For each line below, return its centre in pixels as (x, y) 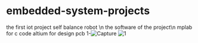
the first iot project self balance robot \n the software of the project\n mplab (99, 27)
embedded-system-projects (78, 11)
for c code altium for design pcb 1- (49, 33)
